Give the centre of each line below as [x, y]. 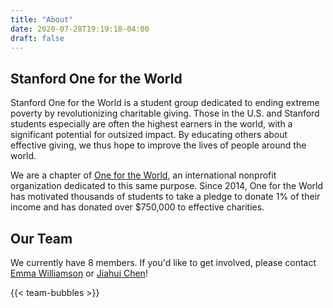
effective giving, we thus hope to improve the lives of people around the [158, 145]
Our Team [41, 238]
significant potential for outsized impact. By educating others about [149, 135]
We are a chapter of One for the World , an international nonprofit [143, 175]
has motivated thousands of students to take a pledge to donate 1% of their [165, 197]
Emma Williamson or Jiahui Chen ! [79, 273]
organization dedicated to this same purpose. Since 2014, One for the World [167, 186]
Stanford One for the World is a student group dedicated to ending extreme [165, 103]
